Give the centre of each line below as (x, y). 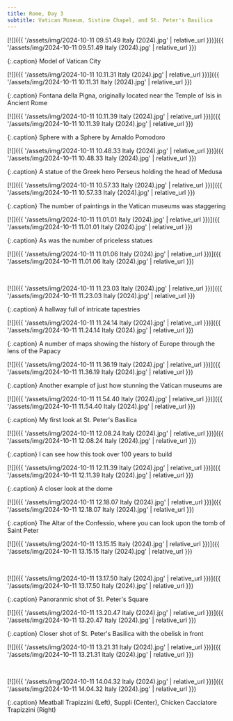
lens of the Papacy (34, 351)
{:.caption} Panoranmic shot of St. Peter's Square (78, 599)
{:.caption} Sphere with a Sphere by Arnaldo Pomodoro (86, 137)
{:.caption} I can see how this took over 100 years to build (90, 454)
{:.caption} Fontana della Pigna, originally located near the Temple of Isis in (115, 95)
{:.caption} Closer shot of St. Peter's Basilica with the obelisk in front (105, 633)
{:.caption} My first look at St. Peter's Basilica (72, 419)
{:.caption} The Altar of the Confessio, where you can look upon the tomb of (116, 522)
